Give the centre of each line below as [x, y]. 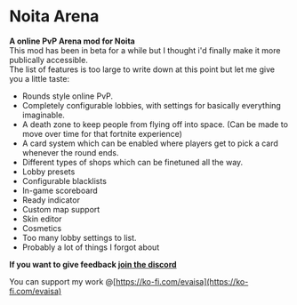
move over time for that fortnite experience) [102, 133]
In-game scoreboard [60, 190]
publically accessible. [49, 60]
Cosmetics [42, 228]
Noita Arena [54, 16]
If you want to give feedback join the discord [93, 264]
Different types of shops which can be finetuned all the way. [132, 162]
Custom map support [61, 209]
